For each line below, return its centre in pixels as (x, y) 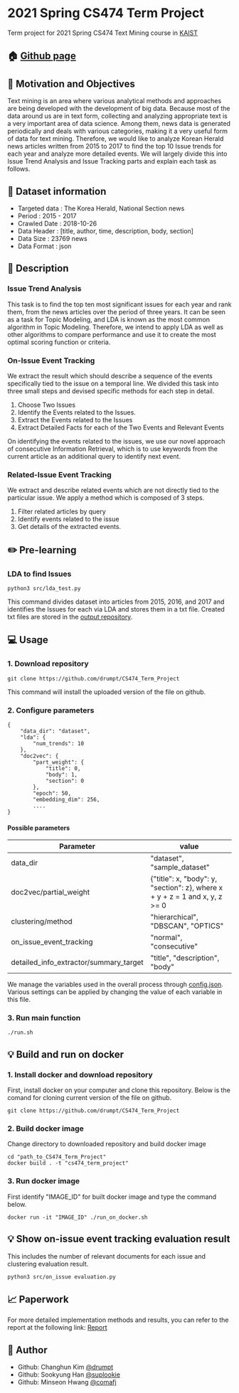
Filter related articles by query (62, 512)
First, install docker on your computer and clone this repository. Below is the (119, 1090)
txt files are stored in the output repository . (70, 617)
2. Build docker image (46, 1128)
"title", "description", (185, 958)
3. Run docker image (44, 1181)
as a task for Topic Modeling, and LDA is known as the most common (109, 319)
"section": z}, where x (187, 888)
